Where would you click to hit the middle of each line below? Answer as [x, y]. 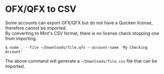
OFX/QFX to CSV [41, 9]
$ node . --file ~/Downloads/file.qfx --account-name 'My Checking [77, 47]
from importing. [21, 38]
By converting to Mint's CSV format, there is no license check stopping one [82, 33]
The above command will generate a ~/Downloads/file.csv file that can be [81, 61]
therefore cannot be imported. [36, 28]
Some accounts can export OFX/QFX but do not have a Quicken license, [79, 23]
